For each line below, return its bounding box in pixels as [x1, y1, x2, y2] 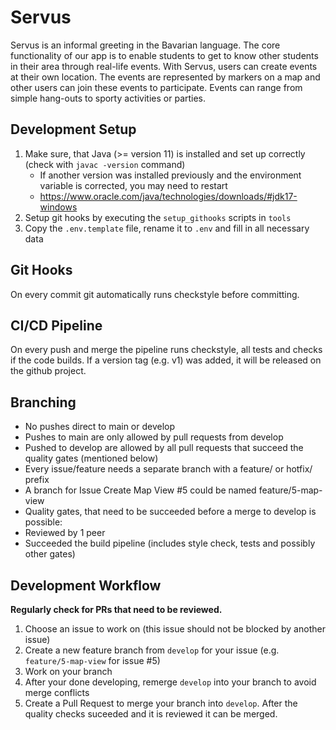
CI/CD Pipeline [10, 317, 103, 334]
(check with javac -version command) [24, 158, 186, 170]
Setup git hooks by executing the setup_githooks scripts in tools [24, 211, 292, 223]
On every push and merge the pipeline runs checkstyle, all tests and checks [10, 344, 323, 356]
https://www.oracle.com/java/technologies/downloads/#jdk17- [39, 190, 298, 202]
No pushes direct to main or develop [24, 421, 176, 433]
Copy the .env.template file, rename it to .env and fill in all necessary [24, 222, 310, 234]
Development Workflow [10, 577, 162, 594]
